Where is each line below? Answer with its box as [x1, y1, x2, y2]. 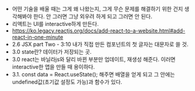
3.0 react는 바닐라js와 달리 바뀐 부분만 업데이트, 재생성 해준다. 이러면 [12, 56, 176, 63]
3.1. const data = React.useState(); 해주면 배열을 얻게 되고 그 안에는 [12, 71, 176, 78]
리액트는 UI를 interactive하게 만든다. [12, 20, 99, 27]
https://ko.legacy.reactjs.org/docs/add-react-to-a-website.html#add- [12, 27, 186, 34]
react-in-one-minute [12, 34, 64, 40]
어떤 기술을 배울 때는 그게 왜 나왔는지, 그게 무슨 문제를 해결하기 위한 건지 [12, 5, 183, 12]
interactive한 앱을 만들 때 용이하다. [12, 63, 95, 71]
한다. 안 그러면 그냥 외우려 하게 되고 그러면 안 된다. [33, 13, 153, 20]
